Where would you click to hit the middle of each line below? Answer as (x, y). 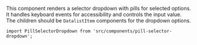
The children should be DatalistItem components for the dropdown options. (98, 20)
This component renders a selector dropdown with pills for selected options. (98, 8)
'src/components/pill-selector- (133, 31)
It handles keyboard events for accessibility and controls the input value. (94, 14)
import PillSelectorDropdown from (49, 31)
